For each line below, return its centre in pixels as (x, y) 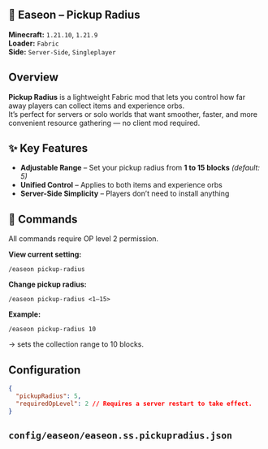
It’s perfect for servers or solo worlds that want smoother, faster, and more (133, 114)
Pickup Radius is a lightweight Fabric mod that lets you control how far (127, 97)
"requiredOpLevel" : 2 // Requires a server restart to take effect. (134, 404)
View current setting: (45, 255)
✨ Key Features (48, 148)
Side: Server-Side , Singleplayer (62, 52)
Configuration (45, 370)
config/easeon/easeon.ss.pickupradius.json (121, 435)
